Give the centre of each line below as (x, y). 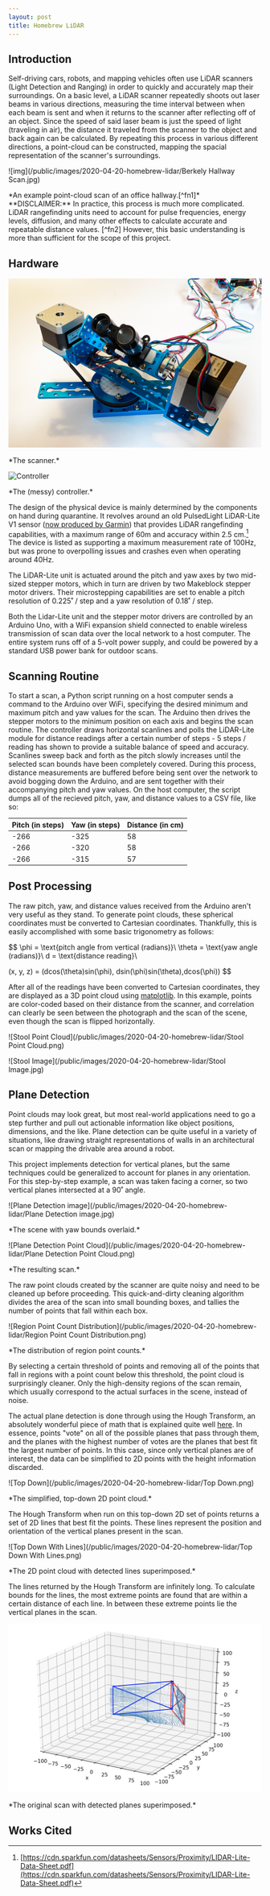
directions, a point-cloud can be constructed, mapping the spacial (118, 147)
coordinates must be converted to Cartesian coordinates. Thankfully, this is (133, 923)
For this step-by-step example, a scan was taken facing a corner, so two (128, 1181)
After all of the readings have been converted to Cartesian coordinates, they (134, 987)
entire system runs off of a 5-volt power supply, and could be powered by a (133, 642)
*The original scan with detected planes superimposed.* (102, 1805)
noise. (18, 1400)
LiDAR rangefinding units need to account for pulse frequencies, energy (127, 213)
